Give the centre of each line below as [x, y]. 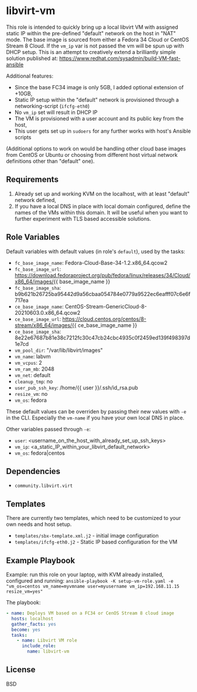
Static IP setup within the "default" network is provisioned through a [96, 100]
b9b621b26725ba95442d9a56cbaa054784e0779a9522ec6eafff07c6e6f [102, 294]
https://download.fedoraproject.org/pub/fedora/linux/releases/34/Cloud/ [102, 275]
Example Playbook [40, 560]
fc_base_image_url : [38, 269]
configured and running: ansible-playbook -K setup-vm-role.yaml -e [90, 581]
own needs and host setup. [39, 525]
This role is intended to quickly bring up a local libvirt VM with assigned [92, 27]
